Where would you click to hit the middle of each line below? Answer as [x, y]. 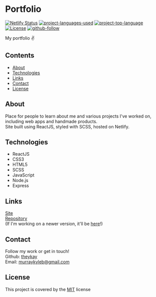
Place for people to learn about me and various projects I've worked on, [78, 116]
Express [21, 186]
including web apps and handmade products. [51, 121]
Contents [20, 56]
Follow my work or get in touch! [37, 251]
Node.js [20, 180]
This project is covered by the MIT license [48, 289]
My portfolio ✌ [20, 38]
